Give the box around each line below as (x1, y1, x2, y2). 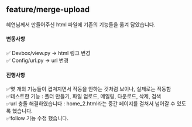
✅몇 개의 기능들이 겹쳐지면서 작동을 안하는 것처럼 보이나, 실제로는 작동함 (6, 85, 172, 92)
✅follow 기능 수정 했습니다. (6, 115, 69, 122)
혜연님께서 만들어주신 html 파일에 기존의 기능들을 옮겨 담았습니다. (6, 20, 156, 28)
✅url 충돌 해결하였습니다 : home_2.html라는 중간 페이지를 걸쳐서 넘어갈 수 (6, 100, 176, 107)
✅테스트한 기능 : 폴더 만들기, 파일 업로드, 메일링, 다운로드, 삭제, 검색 (6, 93, 162, 100)
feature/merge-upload (6, 5, 90, 15)
